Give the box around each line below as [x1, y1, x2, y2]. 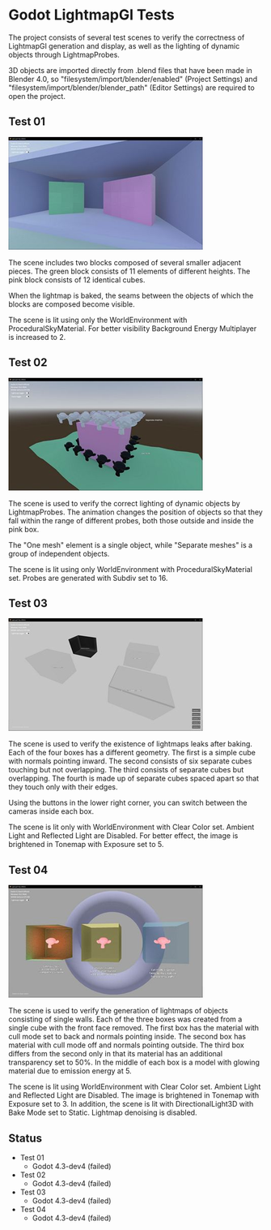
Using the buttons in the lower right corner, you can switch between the [8, 798, 248, 808]
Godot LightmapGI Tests [8, 6, 176, 24]
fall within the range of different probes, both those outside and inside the [8, 515, 254, 525]
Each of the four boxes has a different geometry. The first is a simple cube [8, 748, 256, 758]
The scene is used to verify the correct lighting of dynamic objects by [8, 498, 240, 508]
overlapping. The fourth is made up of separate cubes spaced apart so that [8, 773, 260, 784]
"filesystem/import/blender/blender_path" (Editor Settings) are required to [8, 83, 255, 92]
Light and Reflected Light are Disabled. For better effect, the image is [8, 831, 239, 841]
